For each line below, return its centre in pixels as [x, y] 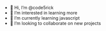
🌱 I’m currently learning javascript [45, 18]
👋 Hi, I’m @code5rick [32, 8]
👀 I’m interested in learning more [44, 13]
